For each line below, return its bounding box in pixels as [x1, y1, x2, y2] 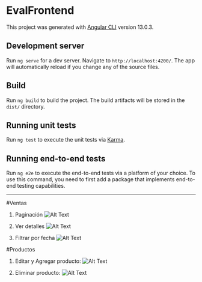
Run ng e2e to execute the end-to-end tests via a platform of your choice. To [6, 169, 196, 177]
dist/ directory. [6, 103, 45, 110]
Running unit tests [6, 120, 76, 130]
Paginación [14, 211, 43, 218]
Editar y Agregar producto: [14, 257, 81, 265]
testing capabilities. [17, 182, 66, 190]
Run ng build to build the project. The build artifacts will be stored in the [6, 97, 185, 104]
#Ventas [6, 199, 27, 207]
